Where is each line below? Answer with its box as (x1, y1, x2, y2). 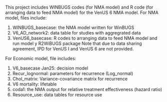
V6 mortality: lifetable (12, 81, 57, 87)
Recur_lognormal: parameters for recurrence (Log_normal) (12, 70, 133, 76)
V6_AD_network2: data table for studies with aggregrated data (12, 30, 141, 35)
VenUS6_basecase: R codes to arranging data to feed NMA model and (12, 35, 157, 41)
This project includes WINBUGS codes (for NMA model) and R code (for (5, 4, 153, 10)
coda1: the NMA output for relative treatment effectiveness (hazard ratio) (12, 86, 162, 92)
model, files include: (5, 15, 47, 20)
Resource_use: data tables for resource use (12, 92, 102, 97)
